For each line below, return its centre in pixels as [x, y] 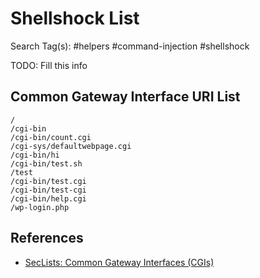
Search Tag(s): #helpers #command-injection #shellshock [130, 46]
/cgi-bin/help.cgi [48, 198]
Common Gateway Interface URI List [125, 97]
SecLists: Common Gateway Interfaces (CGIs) [119, 262]
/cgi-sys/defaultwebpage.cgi [71, 146]
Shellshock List [75, 18]
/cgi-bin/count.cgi [51, 137]
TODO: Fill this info [49, 65]
